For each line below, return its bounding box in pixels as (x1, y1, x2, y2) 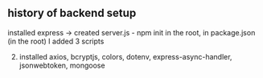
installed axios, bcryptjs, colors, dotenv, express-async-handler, (18, 51, 232, 61)
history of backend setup (7, 6, 137, 20)
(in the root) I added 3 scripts (7, 36, 105, 46)
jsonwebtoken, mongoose (18, 60, 105, 70)
